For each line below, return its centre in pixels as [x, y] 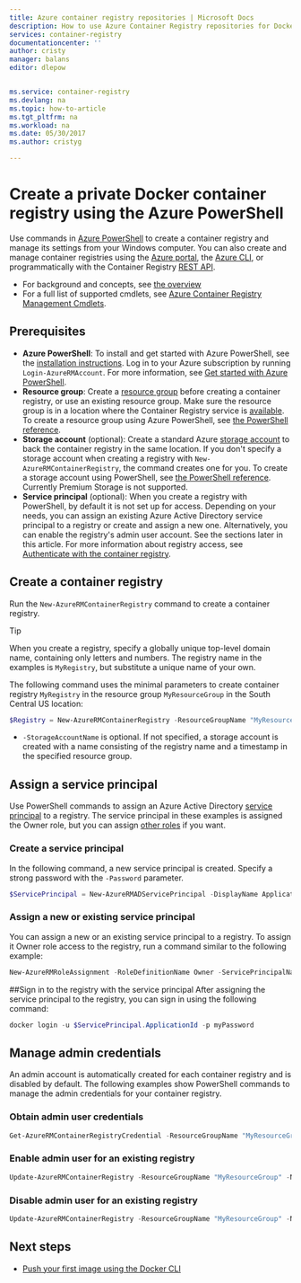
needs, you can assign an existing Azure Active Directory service [142, 515]
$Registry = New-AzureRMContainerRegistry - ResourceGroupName [128, 720]
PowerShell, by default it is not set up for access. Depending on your [149, 506]
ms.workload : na [39, 125]
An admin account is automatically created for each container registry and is [150, 1075]
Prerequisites [47, 332]
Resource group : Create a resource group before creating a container [151, 391]
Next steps [40, 1247]
